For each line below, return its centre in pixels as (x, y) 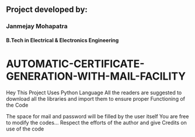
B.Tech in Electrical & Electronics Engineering (62, 40)
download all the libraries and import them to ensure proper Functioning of (96, 98)
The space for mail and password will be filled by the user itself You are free (97, 116)
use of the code (25, 129)
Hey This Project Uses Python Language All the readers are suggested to (94, 93)
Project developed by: (47, 10)
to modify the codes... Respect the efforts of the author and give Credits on (96, 122)
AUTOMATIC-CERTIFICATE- (75, 64)
